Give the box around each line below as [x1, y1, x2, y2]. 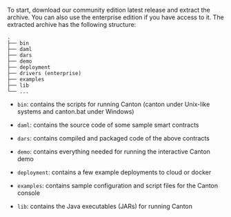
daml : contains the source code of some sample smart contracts [17, 121, 199, 129]
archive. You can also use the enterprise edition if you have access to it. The [7, 13, 224, 21]
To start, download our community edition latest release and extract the [7, 6, 210, 14]
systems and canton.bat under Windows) [17, 107, 134, 116]
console [17, 189, 40, 197]
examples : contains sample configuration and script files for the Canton [17, 182, 219, 189]
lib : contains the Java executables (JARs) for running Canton [17, 203, 193, 210]
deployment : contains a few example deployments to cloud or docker [17, 168, 212, 176]
